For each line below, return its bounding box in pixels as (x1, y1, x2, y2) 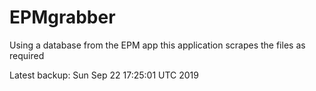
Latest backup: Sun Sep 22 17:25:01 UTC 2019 (9, 69, 199, 81)
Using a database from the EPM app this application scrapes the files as (9, 39, 306, 51)
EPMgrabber (9, 6, 116, 29)
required (9, 49, 45, 61)
